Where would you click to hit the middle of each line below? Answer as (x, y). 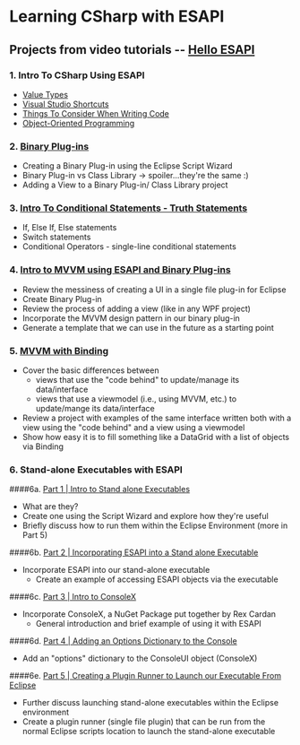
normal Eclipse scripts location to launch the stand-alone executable (149, 732)
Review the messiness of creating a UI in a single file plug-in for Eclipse (154, 290)
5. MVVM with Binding (59, 351)
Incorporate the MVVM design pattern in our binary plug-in (131, 318)
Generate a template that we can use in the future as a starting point (148, 327)
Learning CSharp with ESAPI (117, 17)
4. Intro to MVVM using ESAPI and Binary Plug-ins (120, 270)
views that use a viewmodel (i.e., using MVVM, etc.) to (136, 399)
